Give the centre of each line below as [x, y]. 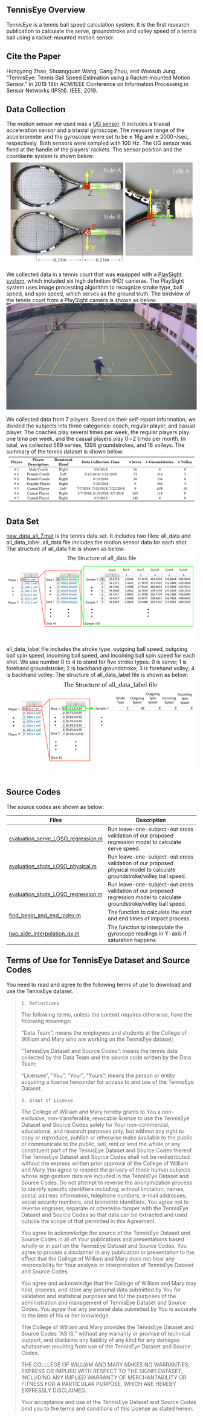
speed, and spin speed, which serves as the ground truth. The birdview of [98, 294]
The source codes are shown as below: [55, 806]
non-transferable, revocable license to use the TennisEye [118, 1118]
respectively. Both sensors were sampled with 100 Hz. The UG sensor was [99, 143]
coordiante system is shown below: [50, 156]
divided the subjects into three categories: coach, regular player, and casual [101, 426]
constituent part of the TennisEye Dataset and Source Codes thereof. [107, 1150]
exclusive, [34, 1118]
